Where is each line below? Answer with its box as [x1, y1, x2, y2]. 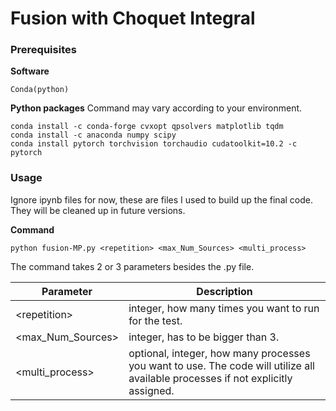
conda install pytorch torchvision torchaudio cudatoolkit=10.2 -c [10, 139, 298, 149]
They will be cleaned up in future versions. [10, 204, 186, 216]
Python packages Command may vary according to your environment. [10, 102, 303, 114]
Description [196, 284, 253, 298]
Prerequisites [10, 43, 77, 57]
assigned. [128, 383, 175, 397]
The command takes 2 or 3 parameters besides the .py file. [10, 260, 255, 272]
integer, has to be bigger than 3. [128, 330, 280, 344]
